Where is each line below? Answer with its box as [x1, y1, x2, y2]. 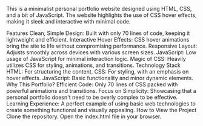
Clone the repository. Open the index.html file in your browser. [6, 113, 162, 120]
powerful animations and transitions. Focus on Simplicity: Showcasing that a [6, 87, 197, 94]
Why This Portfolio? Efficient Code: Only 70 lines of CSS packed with [6, 81, 178, 88]
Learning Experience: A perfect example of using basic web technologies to [6, 100, 196, 107]
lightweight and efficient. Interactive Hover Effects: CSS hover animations [6, 36, 190, 43]
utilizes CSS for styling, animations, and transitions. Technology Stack [6, 61, 181, 69]
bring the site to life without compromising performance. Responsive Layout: [6, 42, 198, 49]
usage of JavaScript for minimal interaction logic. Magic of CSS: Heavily [6, 55, 186, 62]
